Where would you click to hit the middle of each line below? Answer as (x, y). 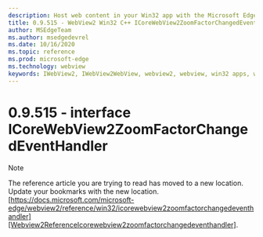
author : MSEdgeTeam (40, 30)
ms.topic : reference (42, 52)
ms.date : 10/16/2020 (42, 45)
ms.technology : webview (47, 67)
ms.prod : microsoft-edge (49, 60)
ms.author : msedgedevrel (49, 37)
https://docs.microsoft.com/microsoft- (72, 199)
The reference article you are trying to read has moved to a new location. (126, 183)
